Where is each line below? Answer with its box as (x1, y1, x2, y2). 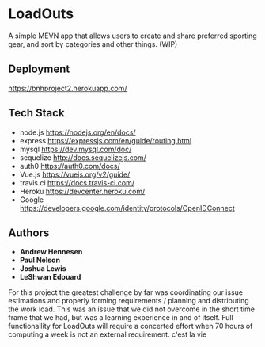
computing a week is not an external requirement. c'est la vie (8, 330, 207, 339)
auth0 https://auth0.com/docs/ (19, 161, 120, 170)
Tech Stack (8, 106, 65, 120)
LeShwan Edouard (19, 273, 81, 282)
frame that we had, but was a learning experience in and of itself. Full (8, 313, 233, 322)
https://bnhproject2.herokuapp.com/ (8, 83, 127, 93)
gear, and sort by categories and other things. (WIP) (8, 39, 178, 48)
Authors (8, 226, 50, 239)
